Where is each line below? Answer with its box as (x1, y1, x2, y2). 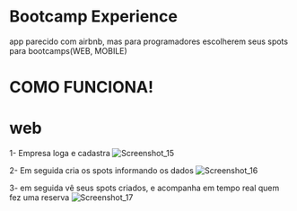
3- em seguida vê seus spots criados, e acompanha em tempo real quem (9, 182, 280, 194)
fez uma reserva (9, 192, 70, 203)
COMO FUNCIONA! (9, 77, 154, 98)
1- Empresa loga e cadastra (9, 148, 110, 159)
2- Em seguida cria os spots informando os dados (9, 165, 195, 176)
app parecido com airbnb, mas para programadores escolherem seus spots (9, 36, 289, 47)
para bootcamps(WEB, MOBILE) (9, 45, 127, 56)
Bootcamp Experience (9, 6, 178, 27)
